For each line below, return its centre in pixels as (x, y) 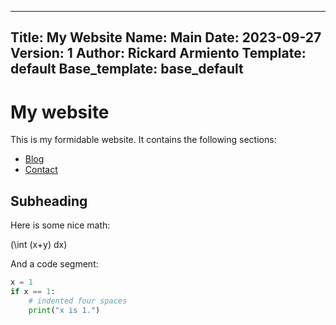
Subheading (49, 201)
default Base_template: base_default (127, 69)
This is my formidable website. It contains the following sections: (143, 140)
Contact (41, 170)
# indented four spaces (78, 301)
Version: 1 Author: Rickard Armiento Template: (158, 53)
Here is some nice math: (60, 225)
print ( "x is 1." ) (64, 310)
